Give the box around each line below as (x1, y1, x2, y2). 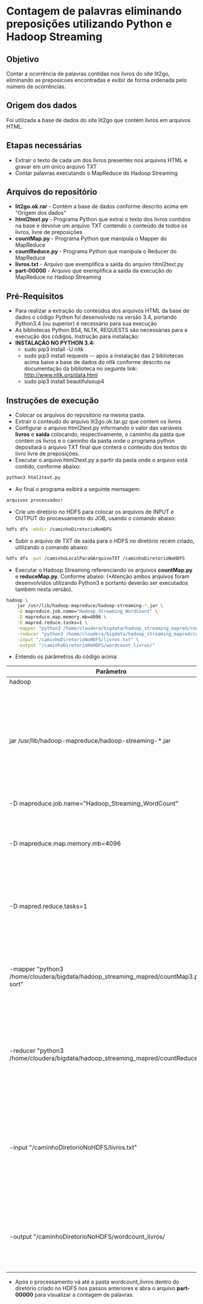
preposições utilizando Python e (6, 17, 172, 31)
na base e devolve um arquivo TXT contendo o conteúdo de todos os (14, 222, 188, 229)
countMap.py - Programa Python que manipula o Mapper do (14, 235, 167, 243)
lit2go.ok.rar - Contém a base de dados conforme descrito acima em (14, 203, 188, 210)
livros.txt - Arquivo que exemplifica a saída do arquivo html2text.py (14, 261, 184, 268)
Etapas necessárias (6, 140, 82, 151)
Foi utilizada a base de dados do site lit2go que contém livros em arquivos (6, 116, 191, 123)
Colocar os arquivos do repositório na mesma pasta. (14, 411, 146, 419)
